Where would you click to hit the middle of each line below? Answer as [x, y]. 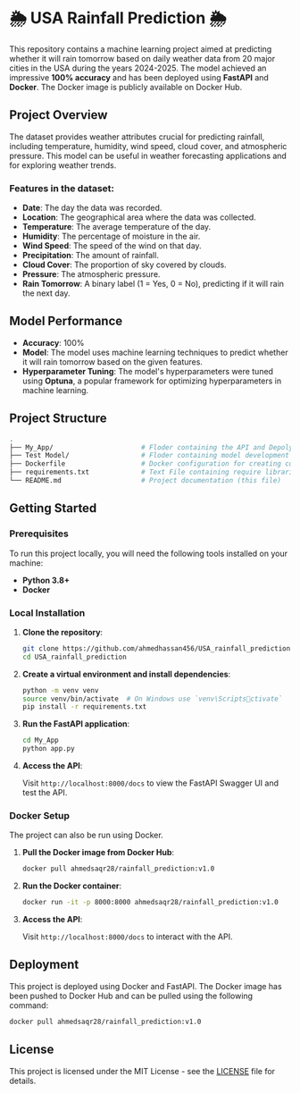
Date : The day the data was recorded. [92, 208]
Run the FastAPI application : [76, 724]
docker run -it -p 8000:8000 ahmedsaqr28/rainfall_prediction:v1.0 [150, 903]
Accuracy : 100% [53, 342]
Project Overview [58, 115]
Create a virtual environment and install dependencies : [126, 674]
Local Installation [47, 612]
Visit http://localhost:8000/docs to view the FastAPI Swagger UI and [150, 783]
